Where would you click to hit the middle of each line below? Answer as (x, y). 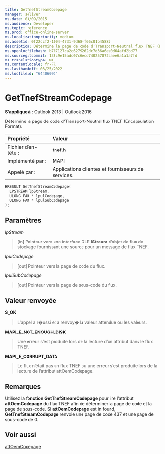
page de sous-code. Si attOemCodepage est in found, (60, 409)
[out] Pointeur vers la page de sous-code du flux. (67, 285)
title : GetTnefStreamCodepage (36, 10)
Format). (14, 126)
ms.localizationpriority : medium (39, 37)
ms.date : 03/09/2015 (26, 19)
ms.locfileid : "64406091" (31, 74)
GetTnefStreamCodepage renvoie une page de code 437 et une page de (79, 414)
